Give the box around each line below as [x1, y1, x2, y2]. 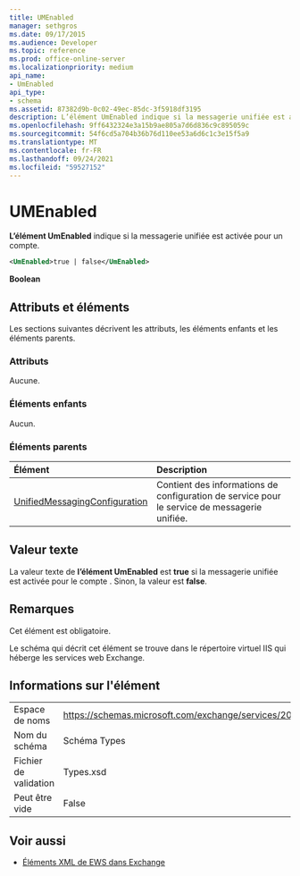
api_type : [9, 88, 46, 97]
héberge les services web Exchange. [9, 652, 146, 662]
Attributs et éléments [9, 299, 130, 315]
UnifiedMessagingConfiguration [13, 495, 148, 508]
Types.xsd [62, 766, 107, 779]
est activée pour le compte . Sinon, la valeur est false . [9, 576, 208, 586]
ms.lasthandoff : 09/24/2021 [9, 154, 114, 164]
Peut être [13, 792, 53, 804]
